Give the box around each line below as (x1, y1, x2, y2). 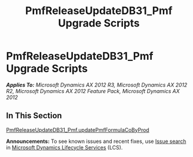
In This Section (6, 111, 62, 121)
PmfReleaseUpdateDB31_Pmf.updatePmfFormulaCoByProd (6, 126, 149, 133)
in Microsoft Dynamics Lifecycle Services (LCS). (6, 144, 123, 151)
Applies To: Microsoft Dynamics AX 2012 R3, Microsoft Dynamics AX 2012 (6, 81, 188, 88)
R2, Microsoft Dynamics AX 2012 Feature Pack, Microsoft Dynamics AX (6, 87, 180, 94)
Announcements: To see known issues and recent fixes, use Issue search (6, 138, 187, 145)
